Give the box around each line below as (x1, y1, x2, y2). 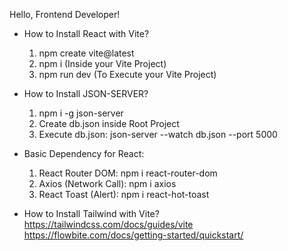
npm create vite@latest (38, 47, 135, 59)
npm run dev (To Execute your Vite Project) (38, 69, 217, 80)
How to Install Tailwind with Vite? (23, 208, 160, 219)
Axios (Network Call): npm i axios (38, 178, 177, 189)
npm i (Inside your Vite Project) (38, 58, 167, 69)
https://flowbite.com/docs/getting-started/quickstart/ (23, 229, 244, 241)
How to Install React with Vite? (23, 28, 150, 39)
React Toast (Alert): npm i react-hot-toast (38, 189, 210, 200)
